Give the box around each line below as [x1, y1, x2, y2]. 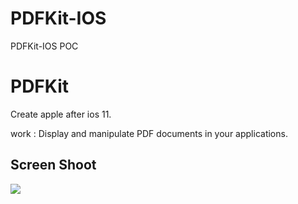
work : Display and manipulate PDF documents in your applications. [10, 127, 288, 139]
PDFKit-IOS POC [10, 40, 79, 52]
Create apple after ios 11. [10, 108, 112, 120]
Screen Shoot [10, 157, 97, 174]
